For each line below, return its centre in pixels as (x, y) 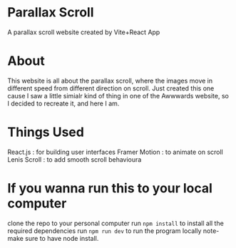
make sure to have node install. (53, 238)
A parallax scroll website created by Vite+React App (84, 32)
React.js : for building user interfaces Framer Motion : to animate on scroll (115, 152)
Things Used (46, 132)
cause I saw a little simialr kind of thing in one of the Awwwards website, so (118, 95)
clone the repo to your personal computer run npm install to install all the (116, 223)
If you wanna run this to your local (110, 188)
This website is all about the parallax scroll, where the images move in (110, 81)
